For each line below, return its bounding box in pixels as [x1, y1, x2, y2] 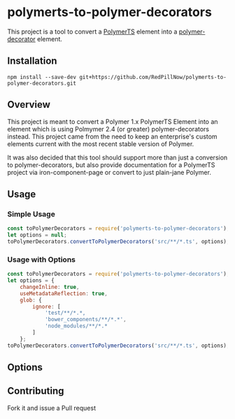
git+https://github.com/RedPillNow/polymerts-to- [79, 73, 227, 80]
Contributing [7, 385, 64, 397]
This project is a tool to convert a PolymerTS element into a [7, 27, 178, 36]
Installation [7, 55, 57, 67]
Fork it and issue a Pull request [7, 404, 97, 412]
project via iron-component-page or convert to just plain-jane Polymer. [7, 168, 212, 176]
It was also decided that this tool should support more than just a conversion [7, 153, 228, 162]
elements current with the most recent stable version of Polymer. [7, 139, 194, 148]
